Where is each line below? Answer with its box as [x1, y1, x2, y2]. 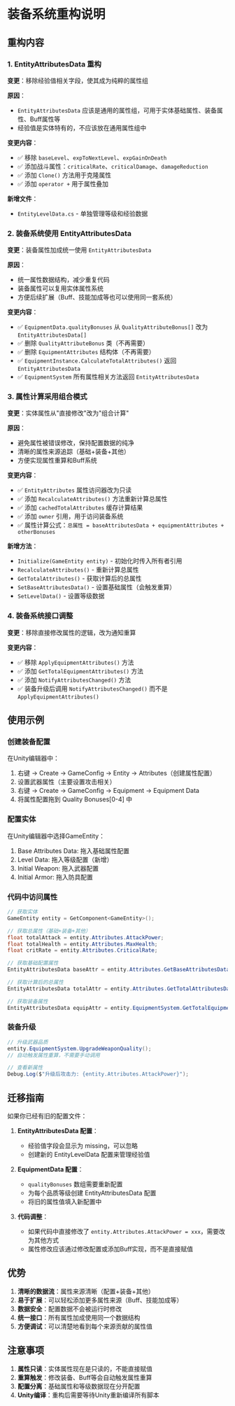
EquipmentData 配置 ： [17, 1165, 84, 1174]
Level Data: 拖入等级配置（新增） [17, 855, 113, 864]
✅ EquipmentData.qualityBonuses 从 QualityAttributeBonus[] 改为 [17, 323, 208, 331]
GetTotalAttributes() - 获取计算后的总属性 [17, 575, 142, 583]
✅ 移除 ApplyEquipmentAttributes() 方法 [17, 658, 134, 666]
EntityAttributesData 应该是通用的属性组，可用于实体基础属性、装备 [17, 106, 217, 114]
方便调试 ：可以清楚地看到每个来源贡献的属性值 [17, 1322, 152, 1330]
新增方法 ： [7, 542, 38, 550]
